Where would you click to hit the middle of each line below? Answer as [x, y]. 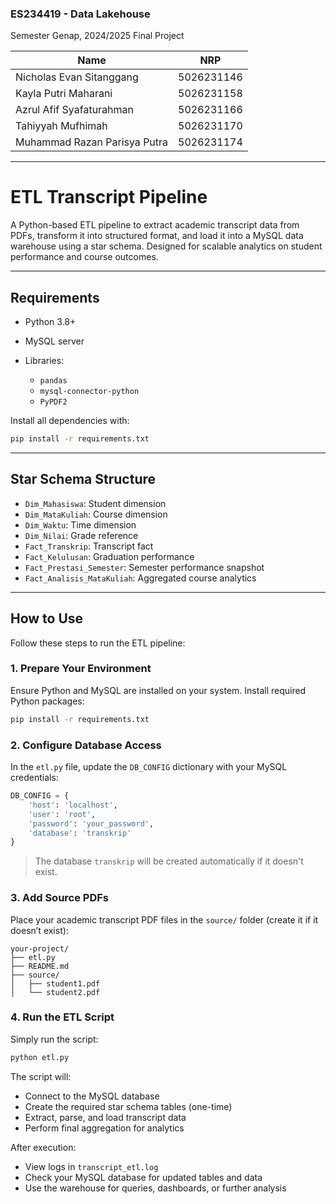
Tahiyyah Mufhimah [61, 126]
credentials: [34, 778]
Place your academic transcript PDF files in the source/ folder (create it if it [164, 919]
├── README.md [40, 966]
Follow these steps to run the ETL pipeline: [98, 643]
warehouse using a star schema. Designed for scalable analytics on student [166, 246]
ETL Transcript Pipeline [109, 197]
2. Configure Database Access [86, 745]
